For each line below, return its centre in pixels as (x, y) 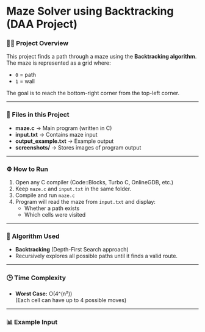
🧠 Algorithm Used (33, 236)
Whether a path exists (52, 208)
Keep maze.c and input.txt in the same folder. (73, 189)
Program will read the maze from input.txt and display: (85, 202)
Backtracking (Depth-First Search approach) (72, 250)
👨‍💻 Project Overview (38, 43)
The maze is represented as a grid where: (59, 63)
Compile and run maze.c (45, 195)
